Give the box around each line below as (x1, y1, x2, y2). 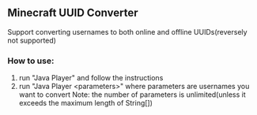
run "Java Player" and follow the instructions (18, 73, 164, 83)
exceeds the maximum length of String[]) (18, 98, 153, 108)
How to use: (7, 55, 55, 66)
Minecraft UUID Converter (7, 6, 138, 20)
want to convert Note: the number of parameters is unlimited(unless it (18, 90, 246, 99)
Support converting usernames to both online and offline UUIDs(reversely (7, 27, 248, 36)
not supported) (7, 35, 57, 45)
